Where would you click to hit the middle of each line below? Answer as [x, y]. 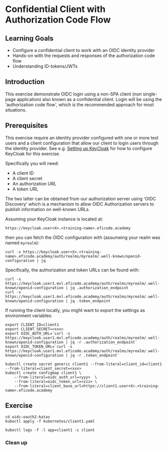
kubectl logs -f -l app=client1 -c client [50, 430]
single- [150, 94]
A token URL [25, 189]
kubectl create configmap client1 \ [43, 373]
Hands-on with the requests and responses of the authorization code [83, 55]
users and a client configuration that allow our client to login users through [82, 143]
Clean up [16, 442]
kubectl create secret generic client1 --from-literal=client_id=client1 [84, 364]
